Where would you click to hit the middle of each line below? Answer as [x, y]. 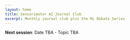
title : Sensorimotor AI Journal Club [43, 14]
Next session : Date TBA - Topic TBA [42, 33]
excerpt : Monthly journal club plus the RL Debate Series [65, 19]
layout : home [18, 10]
